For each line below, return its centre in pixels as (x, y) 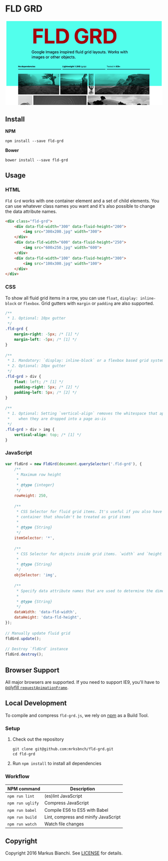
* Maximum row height (39, 475)
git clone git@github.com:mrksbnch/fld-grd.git (63, 749)
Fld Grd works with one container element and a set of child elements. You (82, 201)
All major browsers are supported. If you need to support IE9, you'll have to (82, 682)
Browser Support (32, 670)
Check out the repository (38, 739)
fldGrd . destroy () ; (24, 655)
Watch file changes (64, 824)
